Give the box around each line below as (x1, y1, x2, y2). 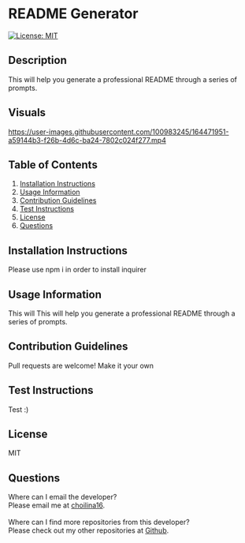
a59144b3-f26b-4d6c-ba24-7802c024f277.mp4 (8, 135, 167, 144)
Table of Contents (8, 158, 98, 171)
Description (8, 54, 67, 67)
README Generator (8, 5, 139, 23)
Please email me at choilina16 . (8, 500, 106, 510)
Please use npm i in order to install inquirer (8, 265, 147, 275)
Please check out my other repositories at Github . (8, 526, 169, 535)
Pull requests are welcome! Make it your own (8, 361, 154, 370)
